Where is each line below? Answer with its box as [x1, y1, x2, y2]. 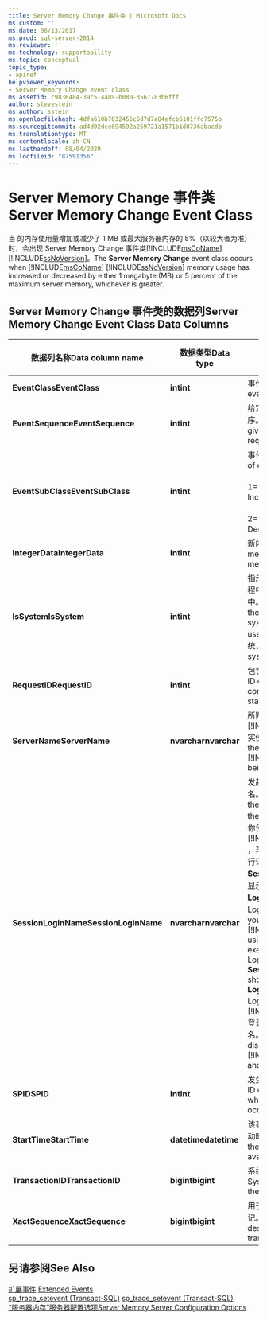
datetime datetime [169, 1135, 239, 1145]
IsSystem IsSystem [12, 611, 85, 621]
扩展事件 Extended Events [8, 1284, 94, 1294]
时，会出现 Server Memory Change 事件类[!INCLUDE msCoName [8, 243, 220, 253]
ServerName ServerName [12, 735, 110, 746]
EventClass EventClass [12, 383, 100, 393]
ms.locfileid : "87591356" [8, 152, 94, 160]
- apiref [8, 71, 37, 79]
